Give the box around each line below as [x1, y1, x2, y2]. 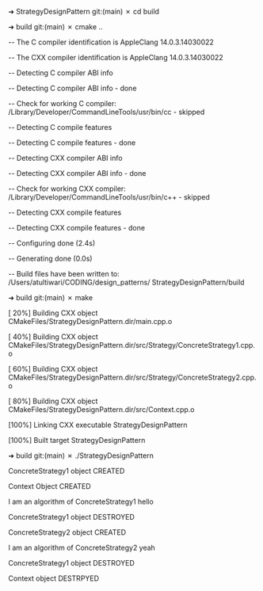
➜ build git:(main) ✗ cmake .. [8, 22, 103, 31]
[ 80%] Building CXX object [8, 396, 98, 406]
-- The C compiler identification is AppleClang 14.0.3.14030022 [8, 37, 214, 47]
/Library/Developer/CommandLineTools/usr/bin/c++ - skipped [8, 193, 210, 201]
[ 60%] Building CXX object [8, 364, 98, 373]
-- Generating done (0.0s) [8, 254, 93, 263]
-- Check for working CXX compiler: [8, 184, 127, 193]
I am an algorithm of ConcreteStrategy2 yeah [8, 543, 156, 552]
